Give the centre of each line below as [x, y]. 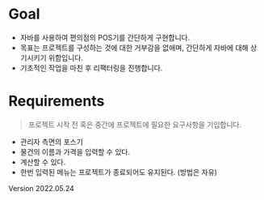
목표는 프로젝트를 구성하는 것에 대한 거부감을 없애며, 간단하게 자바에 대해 [134, 47]
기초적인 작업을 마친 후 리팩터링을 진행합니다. [91, 68]
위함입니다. [65, 57]
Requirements [57, 101]
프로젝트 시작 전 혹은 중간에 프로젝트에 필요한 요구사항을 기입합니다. [135, 124]
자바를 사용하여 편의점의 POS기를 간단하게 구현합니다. [105, 37]
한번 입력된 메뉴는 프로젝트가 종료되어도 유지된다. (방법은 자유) [119, 172]
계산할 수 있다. [43, 162]
